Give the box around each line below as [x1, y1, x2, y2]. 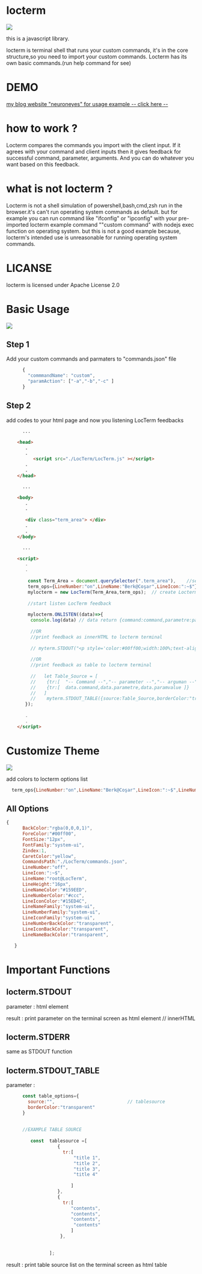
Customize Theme [6, 744, 100, 757]
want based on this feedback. [6, 160, 80, 168]
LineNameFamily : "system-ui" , [22, 904, 96, 910]
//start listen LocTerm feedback [28, 601, 112, 607]
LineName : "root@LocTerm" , [22, 875, 87, 881]
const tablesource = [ [30, 1138, 87, 1144]
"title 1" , [73, 1155, 101, 1161]
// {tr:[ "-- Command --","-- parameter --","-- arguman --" [30, 679, 198, 685]
